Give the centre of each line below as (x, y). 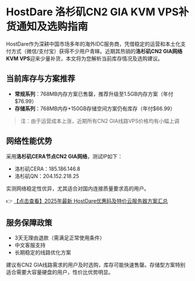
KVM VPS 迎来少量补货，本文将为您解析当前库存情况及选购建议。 (85, 58)
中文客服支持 (30, 245)
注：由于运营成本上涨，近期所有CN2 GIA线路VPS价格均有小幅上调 (100, 121)
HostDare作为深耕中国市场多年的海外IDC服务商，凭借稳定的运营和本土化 (93, 44)
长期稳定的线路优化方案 (43, 252)
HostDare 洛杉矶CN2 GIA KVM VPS (93, 12)
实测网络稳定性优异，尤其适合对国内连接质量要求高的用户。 (78, 188)
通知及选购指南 (53, 27)
